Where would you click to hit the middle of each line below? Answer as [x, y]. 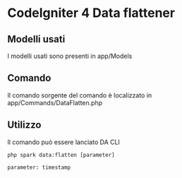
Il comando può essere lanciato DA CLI [63, 142]
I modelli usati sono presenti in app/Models [70, 56]
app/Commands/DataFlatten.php [55, 102]
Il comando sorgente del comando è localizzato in [80, 95]
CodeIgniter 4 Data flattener [91, 13]
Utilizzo [24, 125]
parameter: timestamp [39, 167]
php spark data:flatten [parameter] [61, 155]
